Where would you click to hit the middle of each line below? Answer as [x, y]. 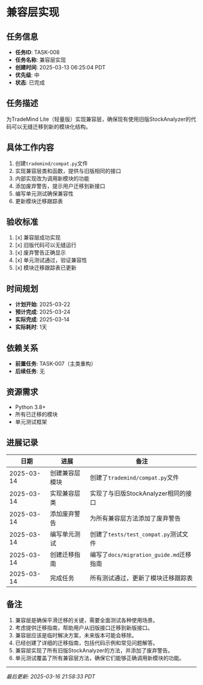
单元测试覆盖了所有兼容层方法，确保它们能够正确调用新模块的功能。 [100, 658]
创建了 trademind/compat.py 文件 [134, 477]
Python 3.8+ [31, 407]
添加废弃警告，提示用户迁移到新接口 [60, 186]
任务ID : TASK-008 [37, 52]
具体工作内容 [30, 148]
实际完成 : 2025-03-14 [42, 320]
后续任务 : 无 [30, 371]
